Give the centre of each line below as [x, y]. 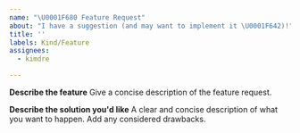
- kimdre [33, 59]
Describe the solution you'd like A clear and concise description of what [144, 109]
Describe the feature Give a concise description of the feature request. [141, 92]
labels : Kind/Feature [50, 42]
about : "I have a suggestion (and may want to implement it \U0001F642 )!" [151, 26]
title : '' [28, 34]
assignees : [29, 51]
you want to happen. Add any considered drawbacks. [108, 119]
